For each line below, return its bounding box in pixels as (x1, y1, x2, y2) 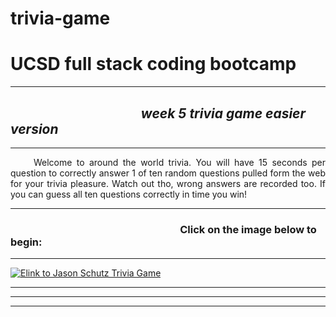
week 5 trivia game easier (140, 105, 307, 122)
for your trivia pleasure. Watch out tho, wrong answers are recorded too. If (10, 177, 326, 189)
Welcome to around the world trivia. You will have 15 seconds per (33, 156, 326, 168)
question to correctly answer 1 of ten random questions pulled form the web (10, 167, 326, 179)
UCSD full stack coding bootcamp (10, 53, 297, 76)
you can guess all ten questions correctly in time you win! (10, 188, 248, 200)
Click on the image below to (179, 222, 317, 236)
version (10, 120, 59, 137)
